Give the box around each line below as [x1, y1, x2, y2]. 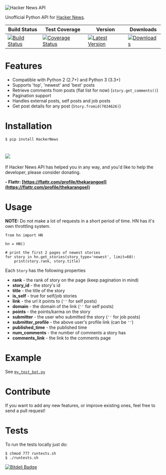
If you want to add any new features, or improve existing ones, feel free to [5, 402, 156, 408]
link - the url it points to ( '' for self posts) [12, 298, 97, 304]
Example [5, 352, 41, 364]
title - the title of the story [12, 287, 65, 293]
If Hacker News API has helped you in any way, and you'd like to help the [5, 164, 154, 170]
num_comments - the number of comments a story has [12, 329, 126, 335]
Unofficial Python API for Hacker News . [5, 14, 85, 20]
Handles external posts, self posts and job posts [12, 98, 111, 104]
